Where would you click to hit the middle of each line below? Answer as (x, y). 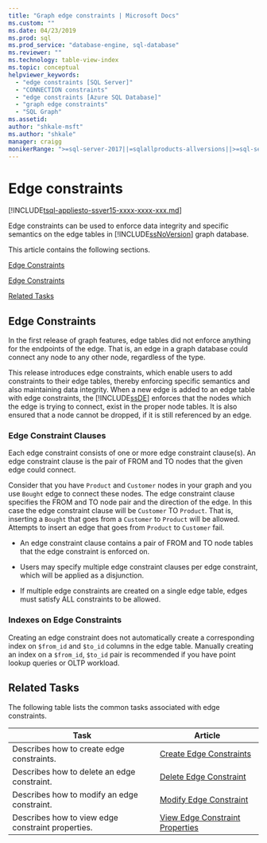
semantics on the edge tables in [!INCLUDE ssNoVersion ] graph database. (128, 234)
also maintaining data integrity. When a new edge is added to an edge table (132, 390)
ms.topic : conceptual (44, 68)
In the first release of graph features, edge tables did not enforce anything (130, 340)
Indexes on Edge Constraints (65, 620)
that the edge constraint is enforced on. (85, 551)
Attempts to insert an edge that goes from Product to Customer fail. (116, 527)
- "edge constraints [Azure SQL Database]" (88, 97)
